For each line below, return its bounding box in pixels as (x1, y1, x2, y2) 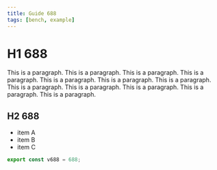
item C (16, 143, 36, 151)
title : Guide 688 (7, 10, 57, 17)
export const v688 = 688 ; (7, 156, 81, 163)
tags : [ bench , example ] (7, 16, 75, 23)
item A (16, 128, 36, 137)
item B (16, 136, 36, 144)
